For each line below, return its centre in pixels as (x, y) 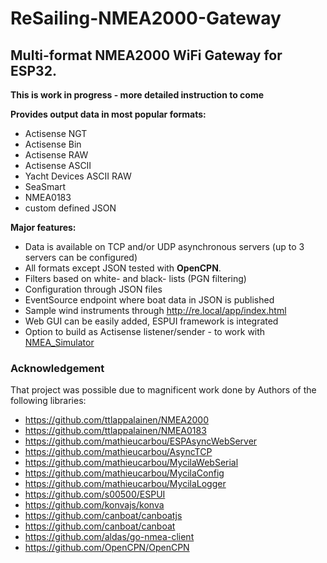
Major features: (43, 227)
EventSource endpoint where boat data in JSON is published (149, 300)
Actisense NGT (56, 133)
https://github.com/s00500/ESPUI (95, 494)
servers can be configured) (81, 257)
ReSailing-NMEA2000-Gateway (146, 18)
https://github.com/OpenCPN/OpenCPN (107, 548)
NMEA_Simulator (59, 342)
